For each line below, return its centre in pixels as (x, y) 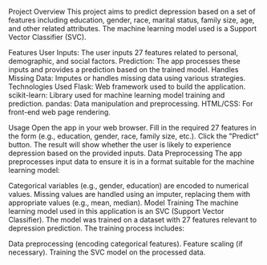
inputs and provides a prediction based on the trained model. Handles (123, 70)
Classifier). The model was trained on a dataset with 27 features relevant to (133, 220)
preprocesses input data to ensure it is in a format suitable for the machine (131, 162)
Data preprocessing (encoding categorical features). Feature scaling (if (125, 244)
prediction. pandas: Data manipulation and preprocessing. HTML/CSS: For (131, 104)
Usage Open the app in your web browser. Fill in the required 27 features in (132, 128)
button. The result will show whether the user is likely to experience (120, 145)
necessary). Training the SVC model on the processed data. (107, 252)
